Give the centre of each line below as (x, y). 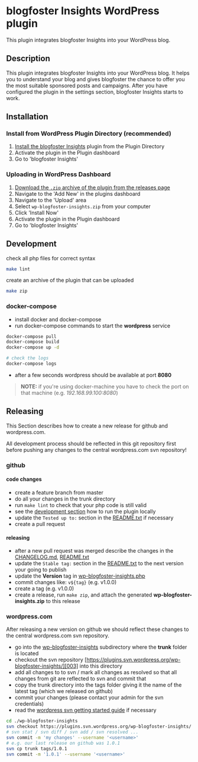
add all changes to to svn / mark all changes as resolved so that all (96, 672)
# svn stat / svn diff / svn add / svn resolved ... (72, 732)
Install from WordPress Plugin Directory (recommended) (89, 133)
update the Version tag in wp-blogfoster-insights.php (80, 576)
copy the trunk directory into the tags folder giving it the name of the (98, 685)
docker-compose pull (32, 336)
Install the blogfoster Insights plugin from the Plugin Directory (90, 146)
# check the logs (27, 358)
